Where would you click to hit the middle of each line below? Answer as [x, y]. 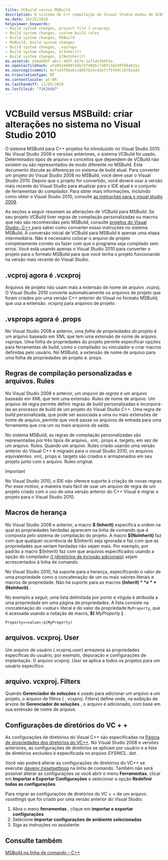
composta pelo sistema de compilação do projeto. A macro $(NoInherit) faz [83, 535]
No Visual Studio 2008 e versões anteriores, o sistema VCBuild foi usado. [81, 154]
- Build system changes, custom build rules [52, 33]
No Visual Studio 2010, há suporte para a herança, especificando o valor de [83, 572]
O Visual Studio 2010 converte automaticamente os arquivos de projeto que [83, 293]
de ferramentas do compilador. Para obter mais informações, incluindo [78, 191]
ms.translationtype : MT [30, 75]
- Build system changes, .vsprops [41, 47]
